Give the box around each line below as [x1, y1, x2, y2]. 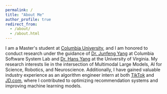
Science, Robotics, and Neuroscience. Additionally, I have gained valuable [5, 67, 161, 73]
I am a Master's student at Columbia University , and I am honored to [5, 45, 148, 51]
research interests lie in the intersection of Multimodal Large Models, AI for [5, 61, 162, 67]
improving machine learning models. [5, 83, 82, 89]
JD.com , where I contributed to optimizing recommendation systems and [5, 77, 158, 83]
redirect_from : [5, 21, 38, 27]
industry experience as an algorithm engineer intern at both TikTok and [5, 72, 154, 78]
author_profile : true [5, 17, 51, 22]
